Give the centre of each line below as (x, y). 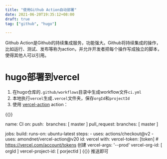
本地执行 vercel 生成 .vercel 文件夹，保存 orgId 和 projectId (71, 98)
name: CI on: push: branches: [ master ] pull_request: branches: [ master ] (82, 124)
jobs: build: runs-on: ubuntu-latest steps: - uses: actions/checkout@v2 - (79, 134)
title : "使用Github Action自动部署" (41, 10)
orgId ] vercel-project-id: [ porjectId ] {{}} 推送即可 (57, 151)
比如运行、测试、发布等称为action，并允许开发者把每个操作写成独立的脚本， (83, 49)
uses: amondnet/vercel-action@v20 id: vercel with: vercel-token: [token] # (82, 139)
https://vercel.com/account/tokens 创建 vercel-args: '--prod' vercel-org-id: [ (84, 145)
